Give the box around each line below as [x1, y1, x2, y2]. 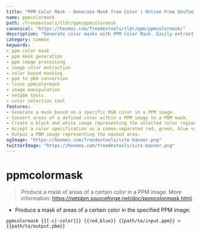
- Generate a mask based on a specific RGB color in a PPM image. [6, 109, 175, 115]
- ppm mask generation [6, 53, 63, 59]
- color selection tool [6, 98, 66, 104]
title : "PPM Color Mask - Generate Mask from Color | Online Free [6, 8, 175, 15]
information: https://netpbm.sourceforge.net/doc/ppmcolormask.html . [20, 194, 194, 201]
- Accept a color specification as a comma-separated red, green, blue [6, 126, 188, 132]
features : [6, 103, 31, 110]
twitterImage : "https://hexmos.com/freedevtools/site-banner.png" [6, 142, 175, 149]
